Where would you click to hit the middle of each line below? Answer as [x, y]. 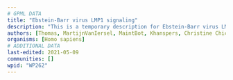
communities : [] [31, 59]
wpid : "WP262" [28, 65]
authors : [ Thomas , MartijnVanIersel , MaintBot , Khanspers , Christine [110, 33]
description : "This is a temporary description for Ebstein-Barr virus [113, 26]
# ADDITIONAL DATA [34, 46]
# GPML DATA [24, 14]
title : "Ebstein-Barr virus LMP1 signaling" [72, 20]
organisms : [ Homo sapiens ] [46, 40]
